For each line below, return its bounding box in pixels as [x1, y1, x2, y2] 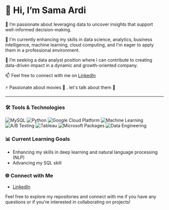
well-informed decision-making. [5, 26, 71, 32]
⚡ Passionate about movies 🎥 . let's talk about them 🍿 [5, 84, 116, 90]
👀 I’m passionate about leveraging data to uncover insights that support [5, 21, 153, 27]
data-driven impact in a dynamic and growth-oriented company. [5, 62, 138, 68]
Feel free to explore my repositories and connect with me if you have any [5, 193, 156, 199]
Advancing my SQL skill [12, 160, 62, 166]
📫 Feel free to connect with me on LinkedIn [5, 72, 96, 78]
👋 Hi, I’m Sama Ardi [5, 5, 87, 16]
